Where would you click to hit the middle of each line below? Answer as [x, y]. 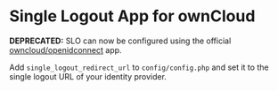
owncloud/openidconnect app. [65, 49]
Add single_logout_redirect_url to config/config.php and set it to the [139, 67]
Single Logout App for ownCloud [132, 16]
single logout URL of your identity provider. [88, 76]
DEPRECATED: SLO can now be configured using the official [120, 41]
